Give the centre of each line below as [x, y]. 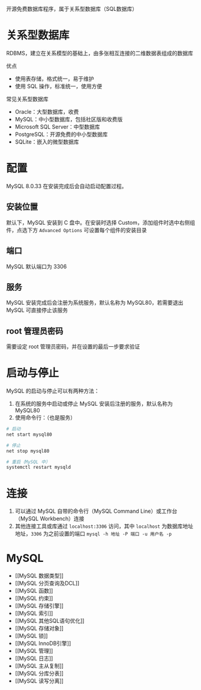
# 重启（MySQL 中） [28, 462]
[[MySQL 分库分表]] [39, 673]
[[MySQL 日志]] [34, 658]
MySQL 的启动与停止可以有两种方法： [53, 391]
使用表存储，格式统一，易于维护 [54, 78]
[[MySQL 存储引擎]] [39, 606]
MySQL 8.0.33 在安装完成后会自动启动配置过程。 [67, 186]
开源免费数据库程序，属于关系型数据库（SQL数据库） [72, 9]
